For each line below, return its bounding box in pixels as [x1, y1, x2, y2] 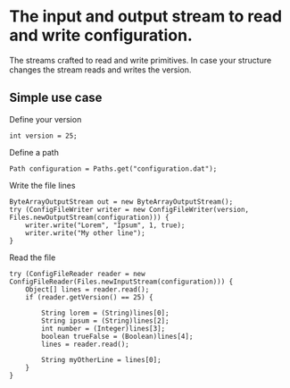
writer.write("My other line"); [25, 228, 145, 238]
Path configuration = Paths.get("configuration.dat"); [9, 164, 218, 173]
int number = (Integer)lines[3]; [41, 324, 166, 333]
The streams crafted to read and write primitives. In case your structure [9, 55, 272, 65]
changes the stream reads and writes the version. [9, 64, 192, 75]
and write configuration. [9, 25, 194, 46]
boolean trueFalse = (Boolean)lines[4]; [41, 332, 194, 341]
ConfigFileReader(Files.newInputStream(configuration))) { [9, 277, 234, 286]
